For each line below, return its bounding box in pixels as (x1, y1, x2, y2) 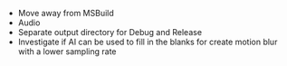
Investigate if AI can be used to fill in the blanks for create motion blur (17, 36, 278, 47)
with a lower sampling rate (17, 46, 117, 57)
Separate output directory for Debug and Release (17, 27, 202, 37)
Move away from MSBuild (17, 8, 115, 18)
